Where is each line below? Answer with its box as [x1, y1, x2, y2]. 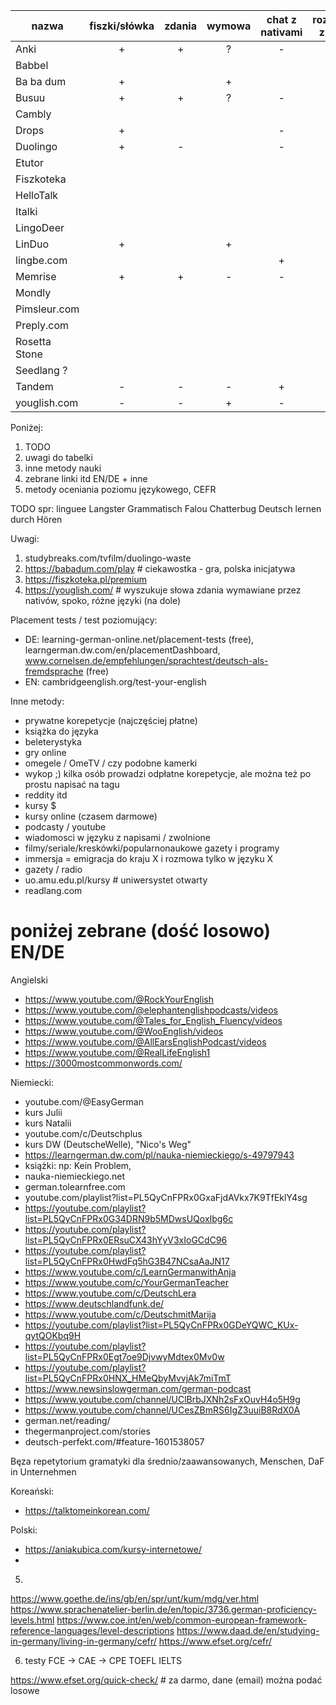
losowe [10, 1684, 40, 1696]
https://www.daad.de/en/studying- [176, 1624, 320, 1636]
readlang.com [24, 885, 83, 896]
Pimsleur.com [15, 302, 80, 316]
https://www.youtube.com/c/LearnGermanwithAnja [24, 1265, 237, 1278]
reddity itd [24, 789, 68, 801]
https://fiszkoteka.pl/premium [24, 574, 147, 585]
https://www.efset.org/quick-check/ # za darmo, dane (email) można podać [10, 1674, 323, 1686]
